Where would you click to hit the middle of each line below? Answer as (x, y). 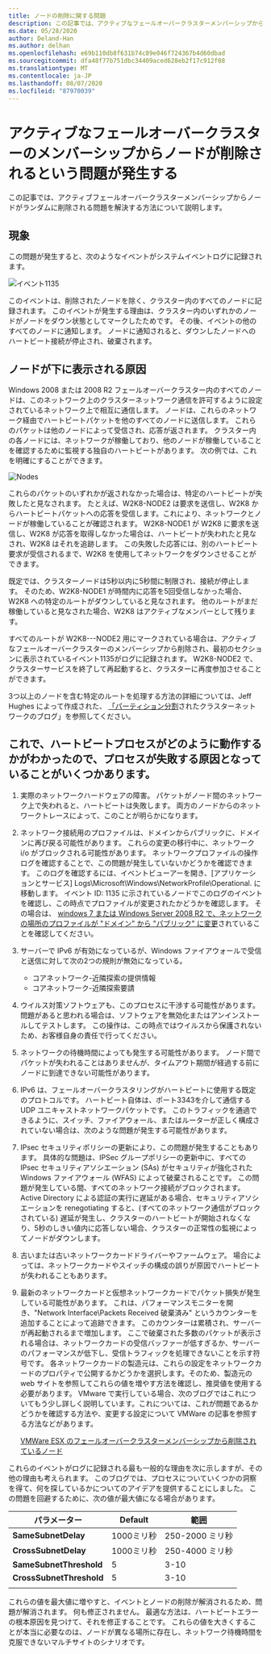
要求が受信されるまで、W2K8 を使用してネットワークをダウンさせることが (132, 553)
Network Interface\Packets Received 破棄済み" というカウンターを (148, 1313)
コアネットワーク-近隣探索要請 (83, 988)
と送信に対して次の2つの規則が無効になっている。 (103, 960)
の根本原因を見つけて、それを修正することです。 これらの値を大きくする (129, 1622)
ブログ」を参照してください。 (85, 716)
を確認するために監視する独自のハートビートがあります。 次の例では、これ (133, 450)
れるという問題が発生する (94, 173)
